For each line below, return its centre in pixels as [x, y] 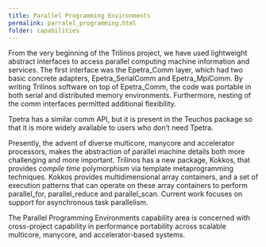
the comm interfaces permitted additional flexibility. [93, 104]
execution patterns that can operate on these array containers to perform [128, 186]
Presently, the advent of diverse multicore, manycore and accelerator [121, 143]
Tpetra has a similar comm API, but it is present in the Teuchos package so [130, 120]
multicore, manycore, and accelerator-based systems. [96, 235]
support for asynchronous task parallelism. [78, 202]
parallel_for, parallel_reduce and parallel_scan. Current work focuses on [125, 194]
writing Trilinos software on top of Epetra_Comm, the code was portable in [130, 87]
